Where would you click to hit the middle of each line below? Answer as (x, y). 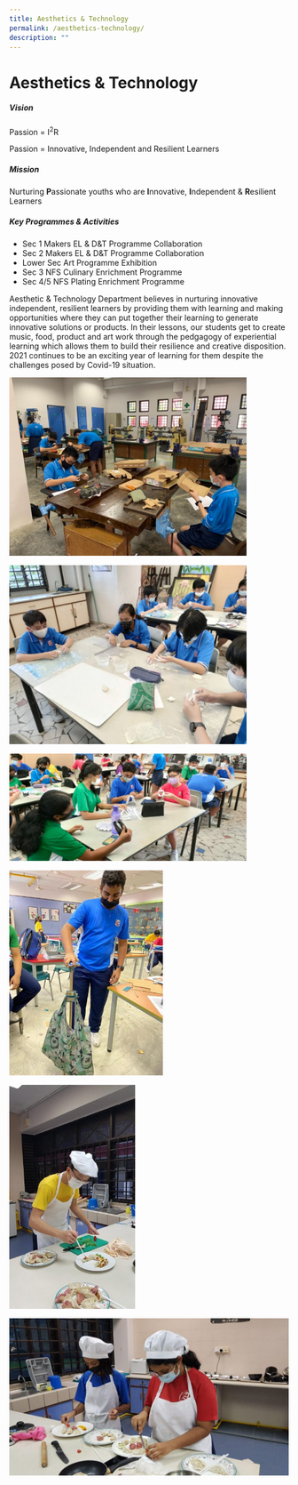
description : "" (39, 37)
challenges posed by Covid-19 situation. (82, 365)
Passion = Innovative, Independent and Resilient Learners (114, 149)
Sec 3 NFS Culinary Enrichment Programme (102, 272)
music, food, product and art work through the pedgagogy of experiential (143, 337)
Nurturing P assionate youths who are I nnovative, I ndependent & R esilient (143, 192)
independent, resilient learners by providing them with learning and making (146, 309)
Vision (21, 108)
